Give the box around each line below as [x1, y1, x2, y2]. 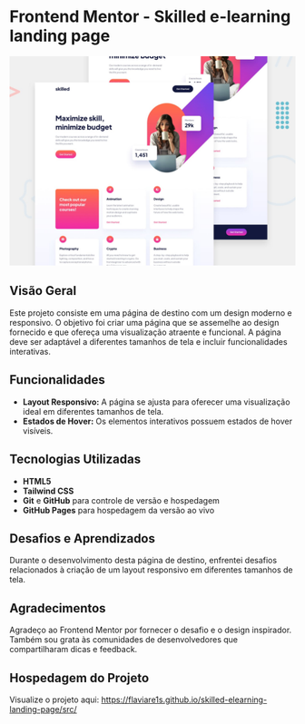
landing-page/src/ [9, 703, 77, 714]
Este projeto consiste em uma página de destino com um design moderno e [9, 307, 292, 318]
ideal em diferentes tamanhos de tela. [22, 406, 164, 416]
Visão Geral [9, 283, 77, 298]
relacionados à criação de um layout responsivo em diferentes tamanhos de [9, 564, 293, 575]
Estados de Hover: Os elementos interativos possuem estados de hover [22, 416, 293, 426]
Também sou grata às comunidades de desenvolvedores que [9, 634, 239, 645]
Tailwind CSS [22, 485, 74, 496]
